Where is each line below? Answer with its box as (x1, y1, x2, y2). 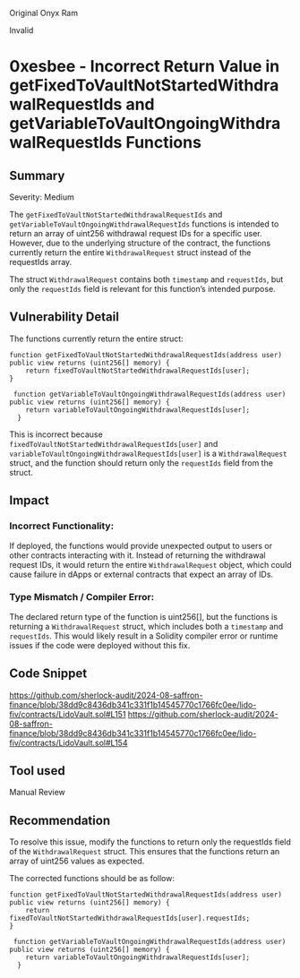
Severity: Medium (9, 192, 74, 202)
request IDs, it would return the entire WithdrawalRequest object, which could (9, 559, 292, 570)
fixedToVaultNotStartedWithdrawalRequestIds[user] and (9, 438, 219, 449)
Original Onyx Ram (9, 8, 79, 18)
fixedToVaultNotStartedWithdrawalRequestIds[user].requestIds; (9, 914, 251, 923)
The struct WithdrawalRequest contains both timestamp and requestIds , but (9, 274, 284, 285)
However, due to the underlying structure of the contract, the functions (9, 237, 271, 248)
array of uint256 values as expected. (9, 855, 145, 867)
